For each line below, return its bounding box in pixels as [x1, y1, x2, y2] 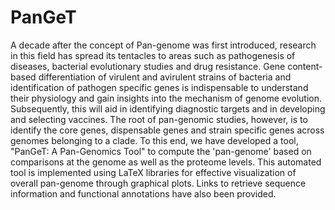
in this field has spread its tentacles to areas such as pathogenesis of [10, 49, 296, 61]
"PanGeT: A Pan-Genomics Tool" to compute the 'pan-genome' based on [10, 145, 312, 157]
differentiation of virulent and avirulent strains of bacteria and [38, 71, 292, 83]
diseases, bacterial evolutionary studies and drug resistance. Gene [10, 60, 286, 72]
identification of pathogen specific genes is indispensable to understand [10, 81, 309, 93]
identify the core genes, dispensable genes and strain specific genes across [10, 124, 325, 136]
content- [287, 60, 323, 72]
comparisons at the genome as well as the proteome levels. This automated [10, 156, 322, 168]
